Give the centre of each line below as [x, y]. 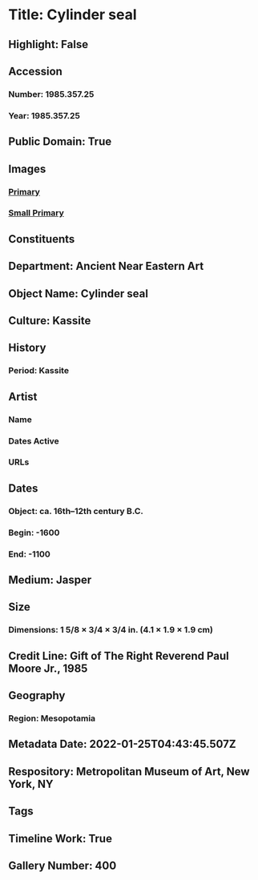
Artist [23, 397]
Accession [35, 71]
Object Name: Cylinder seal [78, 293]
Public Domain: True [60, 142]
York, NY [31, 784]
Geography [37, 695]
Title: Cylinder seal [73, 15]
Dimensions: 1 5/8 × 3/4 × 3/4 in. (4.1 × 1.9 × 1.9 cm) [111, 630]
